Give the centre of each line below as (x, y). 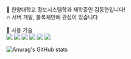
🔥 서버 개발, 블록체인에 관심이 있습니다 (52, 17)
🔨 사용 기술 (19, 30)
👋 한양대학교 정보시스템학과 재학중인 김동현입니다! (66, 9)
